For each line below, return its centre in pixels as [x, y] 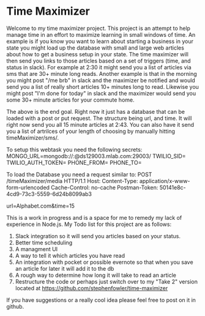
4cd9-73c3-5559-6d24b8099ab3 [49, 194]
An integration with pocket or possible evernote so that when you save [104, 262]
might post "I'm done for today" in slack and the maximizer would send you [101, 93]
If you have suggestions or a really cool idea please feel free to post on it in [101, 300]
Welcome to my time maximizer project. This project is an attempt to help [99, 28]
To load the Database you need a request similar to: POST [79, 174]
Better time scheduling [44, 243]
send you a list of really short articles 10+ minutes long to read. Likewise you [102, 86]
